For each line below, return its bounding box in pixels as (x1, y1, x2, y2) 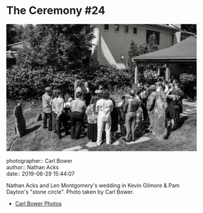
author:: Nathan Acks (6, 163, 59, 171)
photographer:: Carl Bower (6, 157, 72, 164)
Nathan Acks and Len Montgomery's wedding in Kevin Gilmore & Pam (6, 182, 180, 189)
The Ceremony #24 (6, 4, 106, 18)
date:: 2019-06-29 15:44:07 (6, 170, 75, 177)
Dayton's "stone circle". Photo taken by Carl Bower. (6, 188, 134, 195)
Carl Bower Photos (14, 200, 62, 207)
